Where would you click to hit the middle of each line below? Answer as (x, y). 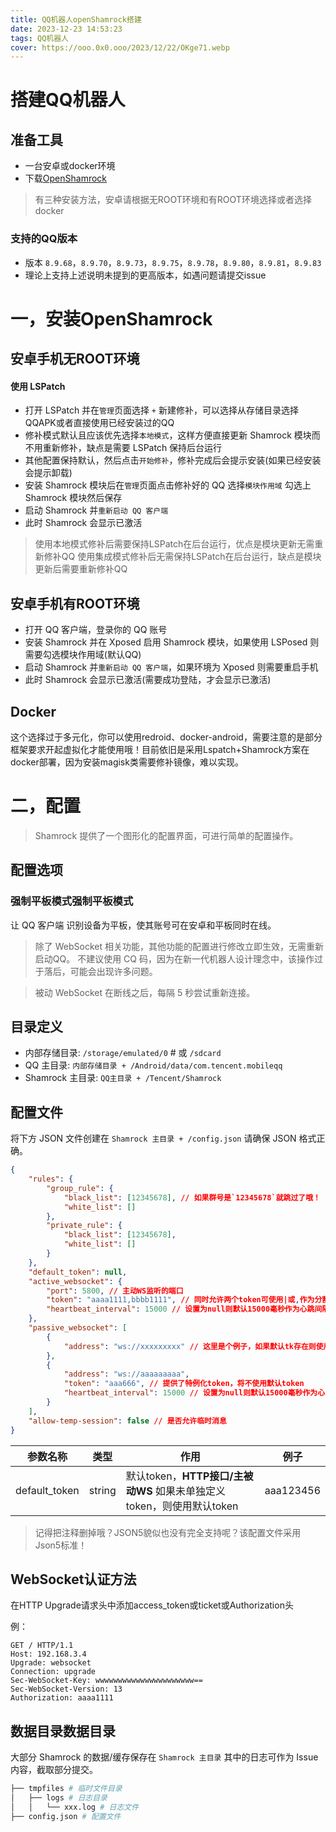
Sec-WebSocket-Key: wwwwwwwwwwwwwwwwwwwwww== (106, 1681)
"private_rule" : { (84, 1226)
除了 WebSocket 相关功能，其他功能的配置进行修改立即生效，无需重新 (179, 946)
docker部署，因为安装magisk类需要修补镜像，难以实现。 (127, 762)
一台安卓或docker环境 (70, 166)
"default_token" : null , (78, 1272)
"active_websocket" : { (75, 1281)
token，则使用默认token (182, 1506)
